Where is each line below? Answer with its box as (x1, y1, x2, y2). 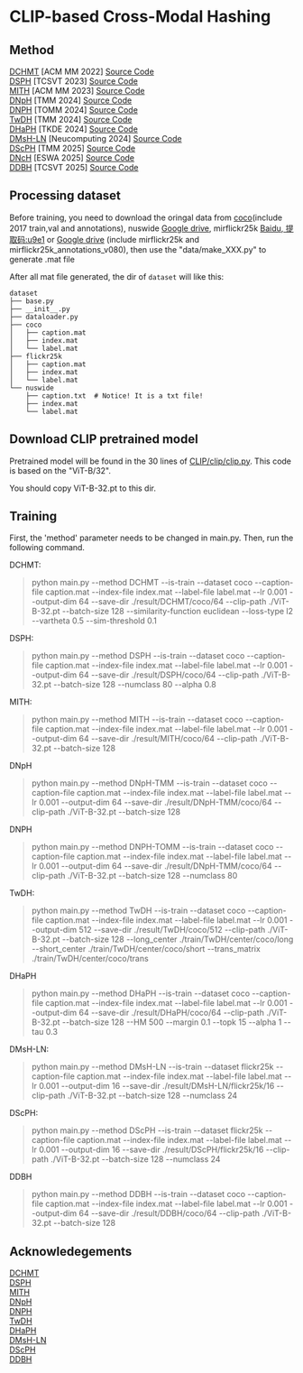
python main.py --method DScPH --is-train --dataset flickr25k (31, 1125, 263, 1136)
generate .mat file (9, 253, 75, 264)
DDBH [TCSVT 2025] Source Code (9, 162, 139, 172)
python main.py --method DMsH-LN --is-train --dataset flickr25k (31, 1062, 274, 1073)
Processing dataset (9, 188, 122, 204)
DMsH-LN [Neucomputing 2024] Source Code (9, 134, 182, 143)
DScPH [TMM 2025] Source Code (9, 143, 136, 153)
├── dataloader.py (9, 312, 78, 321)
